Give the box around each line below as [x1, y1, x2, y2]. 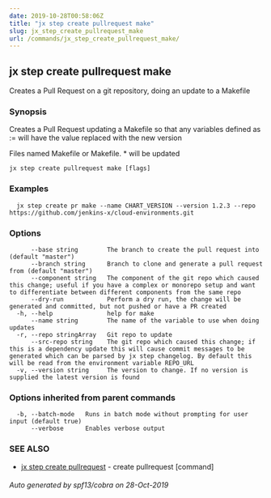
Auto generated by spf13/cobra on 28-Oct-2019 [9, 480, 169, 490]
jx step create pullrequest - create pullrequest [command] [20, 462, 214, 471]
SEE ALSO [9, 443, 50, 454]
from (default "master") [9, 266, 93, 275]
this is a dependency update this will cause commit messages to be [9, 345, 245, 353]
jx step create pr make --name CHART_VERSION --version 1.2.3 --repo [16, 202, 256, 210]
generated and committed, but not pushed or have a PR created [9, 302, 227, 310]
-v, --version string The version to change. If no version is [16, 366, 249, 374]
